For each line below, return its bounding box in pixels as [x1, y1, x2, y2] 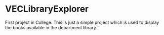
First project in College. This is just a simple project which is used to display [5, 19, 160, 25]
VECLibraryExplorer [5, 3, 89, 15]
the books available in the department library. [5, 24, 97, 30]
